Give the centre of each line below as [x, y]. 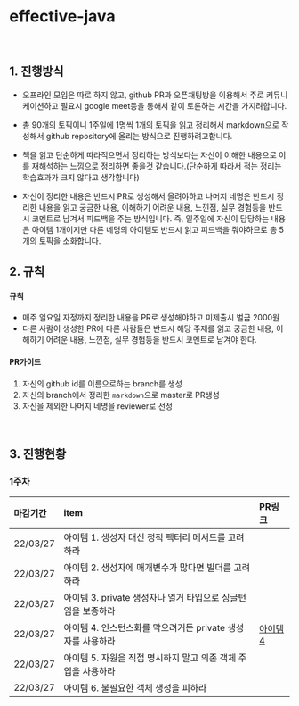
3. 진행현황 [38, 454]
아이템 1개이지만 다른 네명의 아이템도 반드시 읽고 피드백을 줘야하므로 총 [154, 229]
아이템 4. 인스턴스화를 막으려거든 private [144, 628]
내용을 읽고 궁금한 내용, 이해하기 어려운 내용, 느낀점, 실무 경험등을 [153, 207]
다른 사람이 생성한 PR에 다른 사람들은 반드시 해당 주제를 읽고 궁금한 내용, [148, 328]
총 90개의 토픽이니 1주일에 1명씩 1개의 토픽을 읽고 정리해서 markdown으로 [151, 125]
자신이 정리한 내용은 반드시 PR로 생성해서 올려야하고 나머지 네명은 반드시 [148, 196]
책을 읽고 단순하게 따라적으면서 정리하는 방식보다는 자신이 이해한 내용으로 [149, 154]
